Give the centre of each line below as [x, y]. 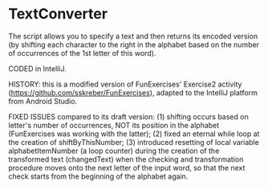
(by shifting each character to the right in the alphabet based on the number [134, 44]
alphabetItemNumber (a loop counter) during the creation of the [114, 151]
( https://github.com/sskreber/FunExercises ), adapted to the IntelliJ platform [133, 92]
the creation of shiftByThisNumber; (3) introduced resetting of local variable [134, 142]
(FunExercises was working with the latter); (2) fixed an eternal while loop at [134, 134]
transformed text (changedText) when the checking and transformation [126, 159]
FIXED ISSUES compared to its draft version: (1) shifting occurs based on [128, 116]
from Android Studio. [43, 101]
